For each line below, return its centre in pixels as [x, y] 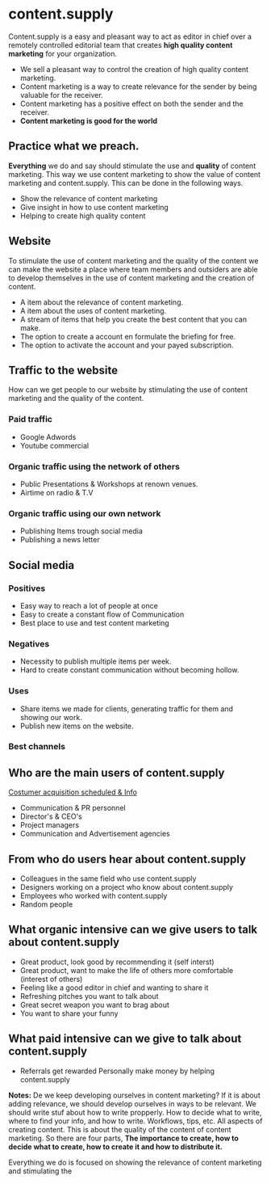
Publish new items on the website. [77, 726]
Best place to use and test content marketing [94, 622]
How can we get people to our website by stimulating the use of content [128, 390]
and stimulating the [40, 1171]
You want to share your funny [69, 1013]
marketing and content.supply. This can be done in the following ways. [126, 183]
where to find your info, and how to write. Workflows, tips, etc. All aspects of [135, 1121]
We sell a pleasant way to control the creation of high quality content [134, 69]
